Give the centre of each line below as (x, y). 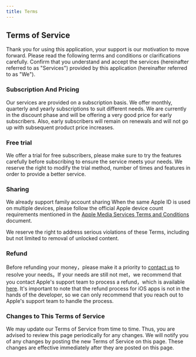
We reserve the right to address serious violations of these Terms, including (98, 232)
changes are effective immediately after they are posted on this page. (90, 348)
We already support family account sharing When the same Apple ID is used (98, 202)
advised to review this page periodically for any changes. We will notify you (97, 335)
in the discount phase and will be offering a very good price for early (89, 114)
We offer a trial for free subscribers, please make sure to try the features (94, 156)
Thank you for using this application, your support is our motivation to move (98, 49)
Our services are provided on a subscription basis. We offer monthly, (89, 102)
